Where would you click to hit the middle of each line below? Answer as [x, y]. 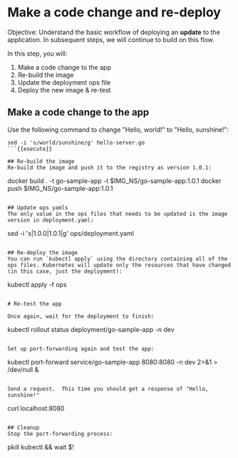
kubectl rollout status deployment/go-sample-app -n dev [91, 329]
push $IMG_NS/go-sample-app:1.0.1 [60, 188]
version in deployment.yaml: [51, 220]
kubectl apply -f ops [37, 284]
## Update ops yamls [38, 207]
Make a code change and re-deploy [114, 12]
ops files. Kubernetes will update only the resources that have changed [119, 265]
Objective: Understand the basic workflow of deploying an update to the [114, 32]
